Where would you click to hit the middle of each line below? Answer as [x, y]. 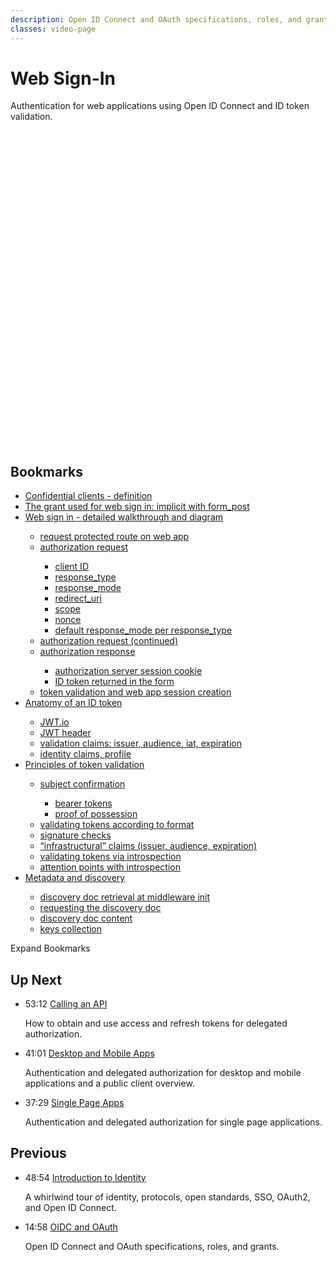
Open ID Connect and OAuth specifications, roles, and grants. [152, 1246]
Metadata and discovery [75, 878]
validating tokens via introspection [110, 857]
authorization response [87, 652]
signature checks [75, 835]
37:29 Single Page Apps [74, 1103]
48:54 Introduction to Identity [85, 1177]
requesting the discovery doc [100, 908]
